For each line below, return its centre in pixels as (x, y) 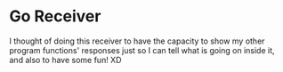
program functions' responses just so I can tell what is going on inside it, (142, 50)
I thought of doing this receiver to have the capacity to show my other (137, 41)
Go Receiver (55, 16)
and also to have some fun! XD (65, 60)
